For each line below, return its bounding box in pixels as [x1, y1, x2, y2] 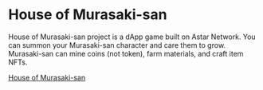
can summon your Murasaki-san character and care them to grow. [8, 40, 226, 49]
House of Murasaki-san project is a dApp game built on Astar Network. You [8, 32, 257, 41]
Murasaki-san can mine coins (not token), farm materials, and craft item [8, 49, 244, 58]
